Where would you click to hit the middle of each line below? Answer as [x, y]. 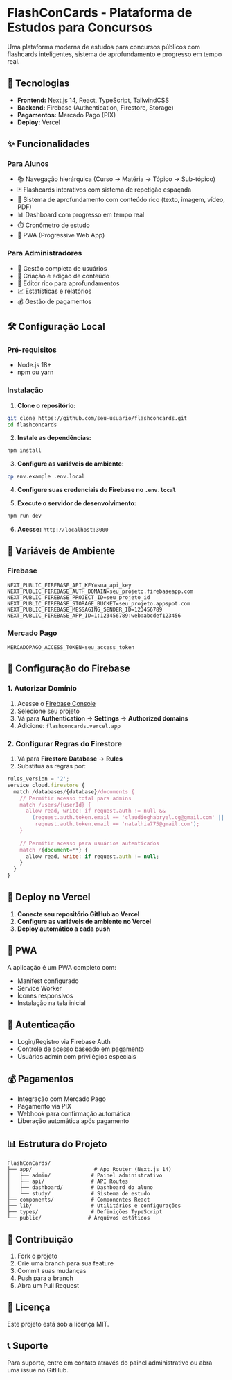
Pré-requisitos [32, 350]
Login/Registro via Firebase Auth [64, 1041]
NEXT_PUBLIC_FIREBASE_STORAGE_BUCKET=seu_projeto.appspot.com [99, 603]
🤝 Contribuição [40, 1239]
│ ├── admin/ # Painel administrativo [85, 1176]
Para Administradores [45, 253]
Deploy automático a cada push [64, 929]
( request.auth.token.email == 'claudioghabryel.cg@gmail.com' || [128, 818]
